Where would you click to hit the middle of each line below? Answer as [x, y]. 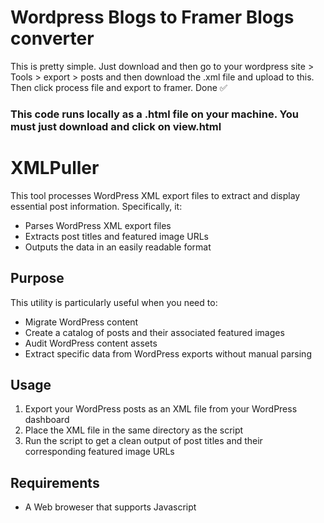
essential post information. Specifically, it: [96, 206]
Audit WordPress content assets [91, 343]
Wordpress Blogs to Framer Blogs [152, 17]
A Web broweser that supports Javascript [110, 507]
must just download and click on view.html [116, 126]
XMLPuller [55, 168]
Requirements [55, 482]
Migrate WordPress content [81, 322]
